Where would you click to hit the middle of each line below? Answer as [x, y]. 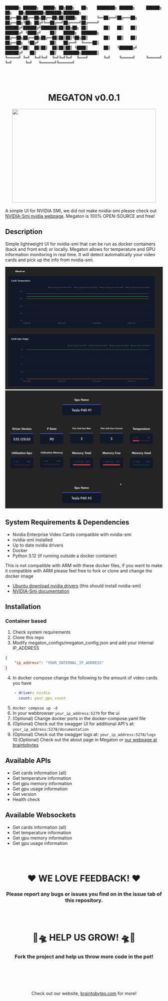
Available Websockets [40, 815]
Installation [23, 607]
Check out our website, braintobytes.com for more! [84, 993]
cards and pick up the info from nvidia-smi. [49, 260]
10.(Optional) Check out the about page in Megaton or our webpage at [85, 739]
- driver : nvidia [32, 693]
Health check [26, 799]
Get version [24, 794]
